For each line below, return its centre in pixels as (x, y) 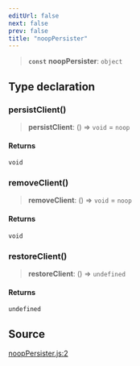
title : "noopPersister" (48, 38)
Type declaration (51, 87)
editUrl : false (34, 16)
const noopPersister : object (75, 61)
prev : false (28, 31)
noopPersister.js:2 (38, 353)
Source (27, 334)
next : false (28, 23)
